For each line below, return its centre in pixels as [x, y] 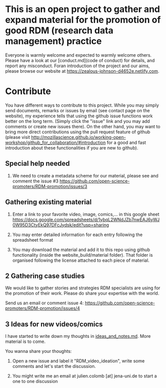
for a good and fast [126, 142]
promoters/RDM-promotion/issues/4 [43, 308]
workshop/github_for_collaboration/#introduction [56, 142]
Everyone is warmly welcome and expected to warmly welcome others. [79, 55]
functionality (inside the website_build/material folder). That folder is [83, 255]
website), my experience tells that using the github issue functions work [79, 116]
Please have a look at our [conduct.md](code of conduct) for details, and [80, 60]
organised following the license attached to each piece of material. [81, 260]
